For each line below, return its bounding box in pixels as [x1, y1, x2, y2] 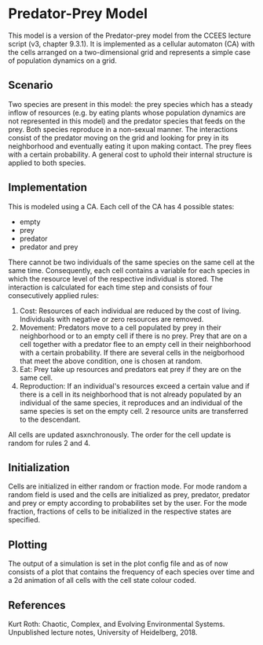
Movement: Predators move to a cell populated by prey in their [19, 322, 221, 332]
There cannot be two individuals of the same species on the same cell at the [8, 257, 255, 267]
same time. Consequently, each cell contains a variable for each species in [8, 265, 250, 275]
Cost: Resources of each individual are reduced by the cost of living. [19, 306, 242, 315]
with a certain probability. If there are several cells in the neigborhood [19, 348, 245, 357]
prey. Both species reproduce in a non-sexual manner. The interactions [8, 124, 238, 134]
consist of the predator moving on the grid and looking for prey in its [8, 133, 229, 142]
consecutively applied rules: [8, 290, 100, 300]
